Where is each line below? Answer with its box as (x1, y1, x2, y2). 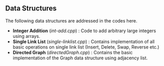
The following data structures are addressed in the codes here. (5, 17, 138, 24)
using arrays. (12, 33, 41, 39)
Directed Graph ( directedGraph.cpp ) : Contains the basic (12, 49, 133, 55)
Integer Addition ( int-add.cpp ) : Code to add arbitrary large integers (12, 28, 156, 34)
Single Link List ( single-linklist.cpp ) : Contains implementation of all (12, 38, 155, 45)
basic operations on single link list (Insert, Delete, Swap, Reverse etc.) (12, 43, 159, 50)
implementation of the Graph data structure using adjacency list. (12, 55, 148, 61)
